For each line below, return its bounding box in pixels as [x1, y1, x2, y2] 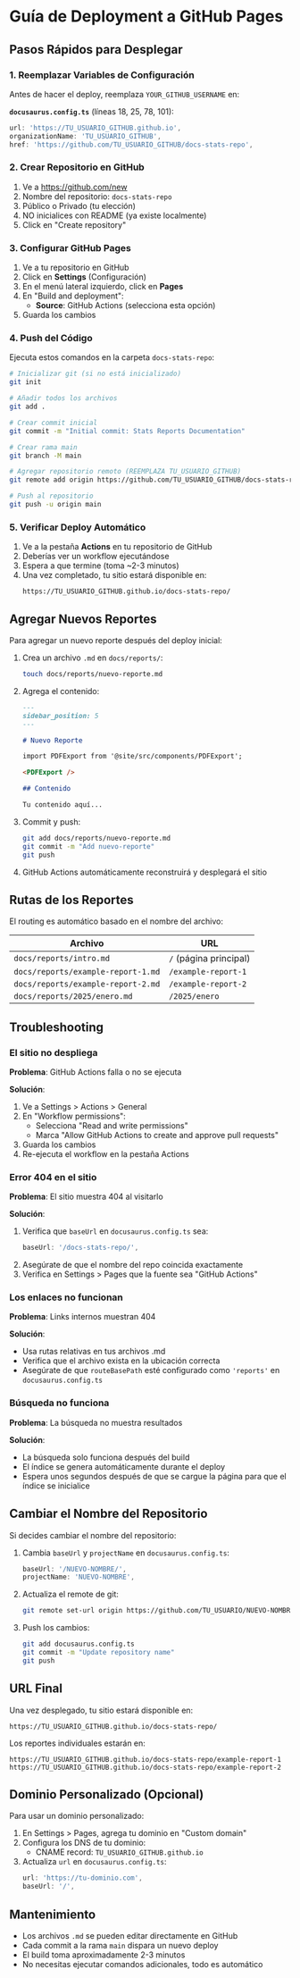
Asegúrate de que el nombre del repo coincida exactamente [21, 1260, 244, 1270]
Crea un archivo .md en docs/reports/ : [21, 652, 163, 663]
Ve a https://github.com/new [21, 181, 128, 192]
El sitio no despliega [9, 1046, 98, 1059]
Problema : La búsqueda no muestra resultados [9, 1417, 183, 1428]
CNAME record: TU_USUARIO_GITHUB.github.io [35, 1847, 204, 1857]
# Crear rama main [9, 442, 78, 452]
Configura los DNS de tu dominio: [21, 1838, 146, 1848]
